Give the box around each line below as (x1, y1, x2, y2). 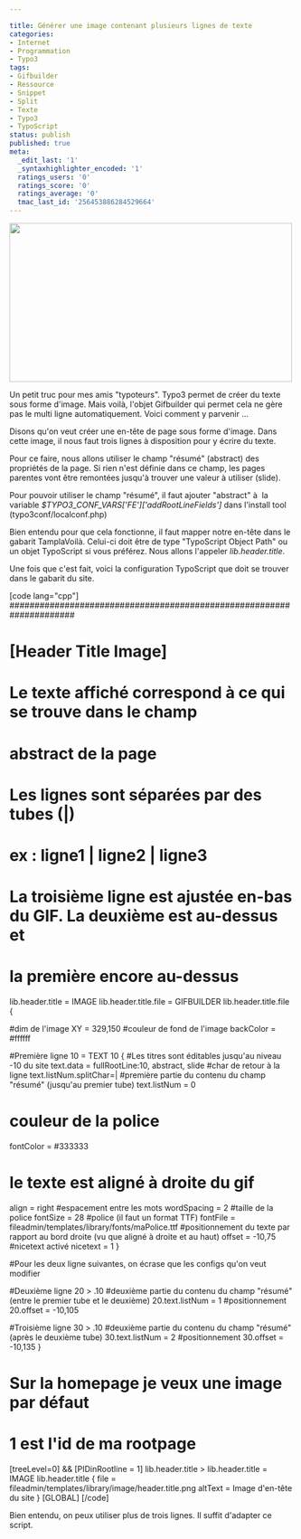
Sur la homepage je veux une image (9, 1374, 283, 1393)
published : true (9, 139, 71, 148)
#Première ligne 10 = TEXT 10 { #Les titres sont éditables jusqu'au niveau (9, 1051, 282, 1062)
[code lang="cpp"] (9, 590, 80, 601)
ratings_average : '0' (17, 189, 99, 199)
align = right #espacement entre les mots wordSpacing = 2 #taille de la (9, 1202, 274, 1213)
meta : (9, 147, 30, 156)
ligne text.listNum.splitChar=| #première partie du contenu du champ (9, 1070, 267, 1081)
